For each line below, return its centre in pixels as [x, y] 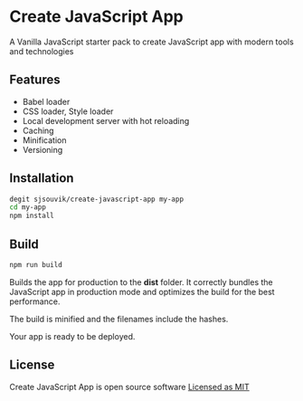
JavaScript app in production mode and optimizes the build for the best [142, 291]
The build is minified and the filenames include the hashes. [119, 319]
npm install [32, 216]
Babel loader [46, 101]
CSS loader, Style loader [68, 111]
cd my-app [28, 207]
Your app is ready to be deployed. [72, 336]
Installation [42, 178]
